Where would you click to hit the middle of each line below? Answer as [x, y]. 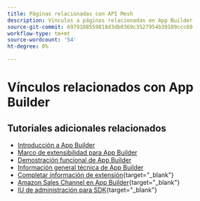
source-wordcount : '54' [42, 40]
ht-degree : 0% [28, 46]
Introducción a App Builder [56, 145]
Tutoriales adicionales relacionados [87, 128]
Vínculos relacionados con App [101, 87]
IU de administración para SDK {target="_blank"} [87, 190]
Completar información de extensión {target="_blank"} [95, 175]
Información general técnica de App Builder [80, 167]
